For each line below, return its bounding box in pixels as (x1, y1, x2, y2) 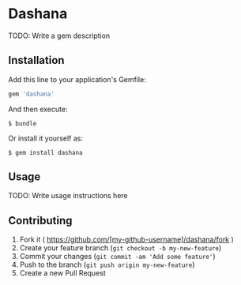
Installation (8, 54, 65, 67)
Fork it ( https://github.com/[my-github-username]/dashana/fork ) (19, 234, 235, 245)
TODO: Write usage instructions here (8, 191, 128, 201)
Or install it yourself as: (8, 133, 83, 143)
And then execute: (8, 104, 68, 114)
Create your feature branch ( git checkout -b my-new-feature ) (19, 243, 222, 253)
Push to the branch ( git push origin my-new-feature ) (19, 260, 195, 269)
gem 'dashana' (8, 90, 55, 98)
